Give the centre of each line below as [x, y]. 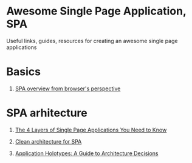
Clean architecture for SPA [48, 141]
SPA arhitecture [47, 113]
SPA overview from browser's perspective [68, 88]
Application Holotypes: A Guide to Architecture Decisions [87, 153]
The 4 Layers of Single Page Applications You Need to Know [91, 130]
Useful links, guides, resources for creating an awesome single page [92, 41]
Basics [24, 72]
